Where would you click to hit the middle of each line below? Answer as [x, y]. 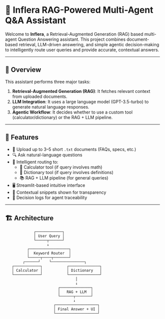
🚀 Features [22, 137]
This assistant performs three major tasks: [48, 82]
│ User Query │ [49, 236]
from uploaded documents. [40, 96]
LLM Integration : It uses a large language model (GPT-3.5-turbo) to [80, 101]
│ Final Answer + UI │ [76, 309]
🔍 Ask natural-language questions [47, 155]
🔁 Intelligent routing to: [35, 162]
